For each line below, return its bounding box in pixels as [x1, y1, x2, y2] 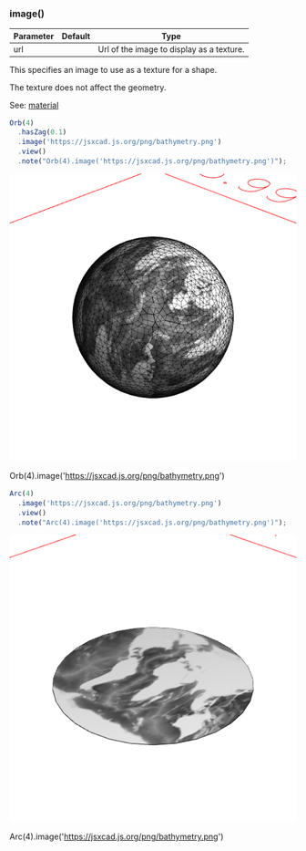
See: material [9, 99, 59, 110]
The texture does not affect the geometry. [9, 81, 167, 93]
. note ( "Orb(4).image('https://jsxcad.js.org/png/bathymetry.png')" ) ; [17, 157, 287, 166]
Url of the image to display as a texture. [97, 44, 245, 55]
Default [61, 30, 91, 41]
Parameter [13, 30, 55, 41]
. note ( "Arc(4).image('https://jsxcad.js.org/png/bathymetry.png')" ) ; [17, 518, 287, 527]
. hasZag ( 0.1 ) [17, 128, 67, 137]
